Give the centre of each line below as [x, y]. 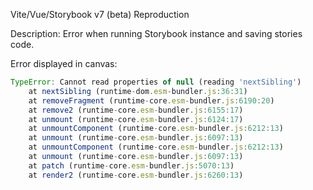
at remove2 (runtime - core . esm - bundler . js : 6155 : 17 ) [136, 110]
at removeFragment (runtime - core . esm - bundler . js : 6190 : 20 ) [151, 100]
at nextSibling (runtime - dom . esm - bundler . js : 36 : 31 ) [138, 91]
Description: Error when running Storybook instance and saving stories [156, 33]
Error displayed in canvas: [64, 63]
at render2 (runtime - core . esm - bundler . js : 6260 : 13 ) [136, 175]
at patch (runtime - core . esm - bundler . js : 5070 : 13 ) [131, 165]
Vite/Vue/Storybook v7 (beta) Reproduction [100, 14]
